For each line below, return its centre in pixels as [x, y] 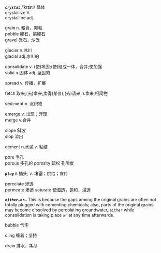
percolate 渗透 [19, 184]
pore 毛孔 [15, 157]
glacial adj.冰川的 [22, 56]
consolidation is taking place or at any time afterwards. [60, 215]
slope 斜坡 [15, 130]
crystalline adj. [20, 18]
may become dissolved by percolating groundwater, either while [70, 210]
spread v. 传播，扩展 [25, 83]
